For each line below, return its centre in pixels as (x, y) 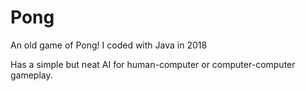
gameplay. (31, 75)
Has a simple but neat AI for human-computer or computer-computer (153, 64)
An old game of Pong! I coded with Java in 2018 (109, 45)
